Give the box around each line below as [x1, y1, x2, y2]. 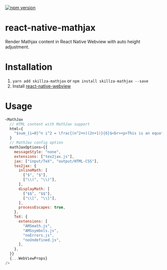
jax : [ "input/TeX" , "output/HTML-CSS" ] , [14, 158, 99, 164]
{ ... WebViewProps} [9, 256, 48, 261]
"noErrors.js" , [23, 233, 55, 238]
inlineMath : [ [18, 168, 48, 173]
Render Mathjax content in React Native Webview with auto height [5, 38, 141, 44]
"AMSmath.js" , [23, 223, 52, 229]
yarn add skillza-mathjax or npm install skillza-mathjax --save [12, 78, 149, 84]
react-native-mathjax [5, 22, 96, 33]
